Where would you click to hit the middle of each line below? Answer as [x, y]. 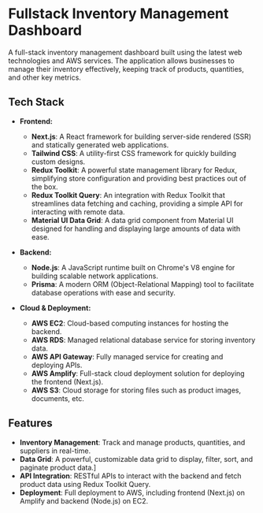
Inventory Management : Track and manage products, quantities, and [132, 442]
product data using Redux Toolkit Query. [85, 484]
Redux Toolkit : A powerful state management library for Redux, [134, 169]
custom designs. [58, 162]
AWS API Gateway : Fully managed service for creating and [127, 356]
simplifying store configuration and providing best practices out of [139, 178]
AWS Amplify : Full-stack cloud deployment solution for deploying [138, 373]
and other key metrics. [44, 77]
